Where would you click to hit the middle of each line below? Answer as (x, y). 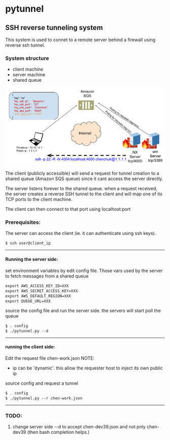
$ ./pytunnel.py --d (27, 331)
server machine (29, 75)
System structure (27, 58)
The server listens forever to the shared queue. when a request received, (81, 189)
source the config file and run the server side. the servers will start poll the (83, 311)
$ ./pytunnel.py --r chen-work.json (44, 398)
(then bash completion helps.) (58, 432)
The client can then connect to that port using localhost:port (68, 209)
